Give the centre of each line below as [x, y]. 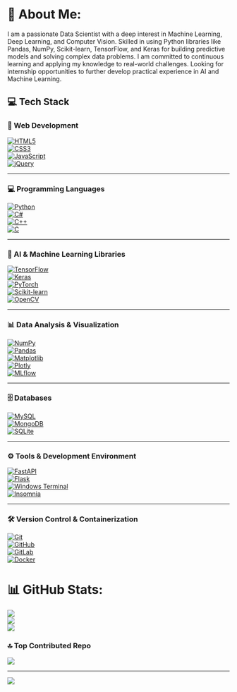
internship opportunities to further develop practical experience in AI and [113, 71]
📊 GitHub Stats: [55, 589]
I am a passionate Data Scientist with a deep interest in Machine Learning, [115, 34]
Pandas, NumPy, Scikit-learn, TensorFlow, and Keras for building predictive [116, 49]
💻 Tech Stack [38, 102]
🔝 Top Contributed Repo [49, 646]
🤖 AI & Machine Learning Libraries [66, 254]
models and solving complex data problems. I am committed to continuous [116, 56]
